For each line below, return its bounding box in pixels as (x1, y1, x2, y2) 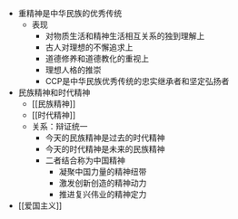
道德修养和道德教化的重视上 (45, 53, 150, 63)
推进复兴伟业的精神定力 (58, 189, 147, 199)
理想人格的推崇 (45, 64, 102, 75)
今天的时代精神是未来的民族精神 (45, 144, 165, 154)
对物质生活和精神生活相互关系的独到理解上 (45, 31, 205, 41)
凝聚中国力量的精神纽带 (58, 167, 147, 176)
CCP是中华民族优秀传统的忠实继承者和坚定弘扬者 (45, 76, 230, 86)
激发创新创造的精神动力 (58, 177, 147, 188)
